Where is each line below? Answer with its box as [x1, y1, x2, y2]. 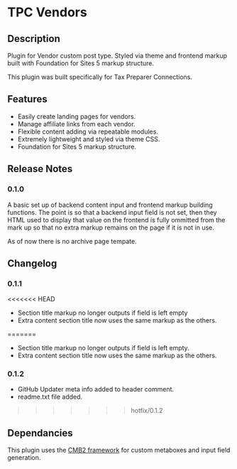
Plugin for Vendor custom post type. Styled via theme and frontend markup [7, 51, 228, 60]
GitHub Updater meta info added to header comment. [17, 385, 175, 394]
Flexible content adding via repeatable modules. [17, 127, 158, 136]
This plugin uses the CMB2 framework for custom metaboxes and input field [7, 446, 231, 455]
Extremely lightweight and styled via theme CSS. [17, 134, 160, 143]
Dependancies [7, 427, 73, 439]
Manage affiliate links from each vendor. [17, 119, 136, 128]
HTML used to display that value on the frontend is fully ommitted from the [7, 215, 226, 224]
